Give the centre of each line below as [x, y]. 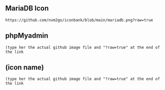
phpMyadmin [27, 36]
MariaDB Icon [27, 8]
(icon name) [25, 67]
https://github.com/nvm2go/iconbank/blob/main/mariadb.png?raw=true [79, 20]
